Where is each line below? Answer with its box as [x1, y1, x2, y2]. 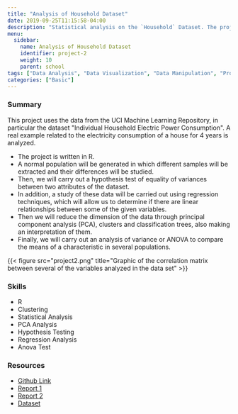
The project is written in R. [17, 152, 95, 160]
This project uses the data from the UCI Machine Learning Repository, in [7, 116, 218, 124]
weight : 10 [20, 57, 52, 64]
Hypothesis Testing [17, 328, 74, 336]
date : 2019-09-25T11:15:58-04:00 [7, 17, 106, 24]
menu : [7, 30, 23, 38]
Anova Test [17, 342, 51, 351]
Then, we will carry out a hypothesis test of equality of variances [17, 174, 208, 183]
